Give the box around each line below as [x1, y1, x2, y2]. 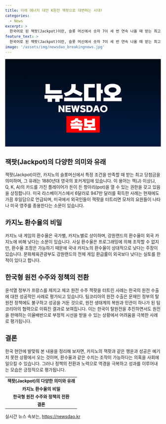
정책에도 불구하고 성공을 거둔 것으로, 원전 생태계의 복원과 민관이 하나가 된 [14, 299, 156, 305]
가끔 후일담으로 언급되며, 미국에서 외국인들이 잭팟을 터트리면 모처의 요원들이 [5, 196, 152, 202]
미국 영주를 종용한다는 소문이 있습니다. [10, 203, 84, 209]
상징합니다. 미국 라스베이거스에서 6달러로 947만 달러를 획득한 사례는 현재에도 [10, 190, 160, 196]
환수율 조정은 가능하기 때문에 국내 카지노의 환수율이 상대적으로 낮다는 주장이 [11, 245, 158, 251]
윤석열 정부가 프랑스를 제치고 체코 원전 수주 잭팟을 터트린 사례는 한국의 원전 [5, 287, 150, 293]
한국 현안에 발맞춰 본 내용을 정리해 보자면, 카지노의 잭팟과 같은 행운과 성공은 [5, 348, 152, 354]
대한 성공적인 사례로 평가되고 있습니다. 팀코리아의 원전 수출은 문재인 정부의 [10, 293, 154, 299]
